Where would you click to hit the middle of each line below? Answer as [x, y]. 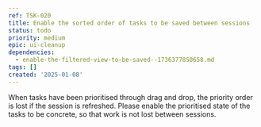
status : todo [30, 30]
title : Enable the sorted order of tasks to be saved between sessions [129, 23]
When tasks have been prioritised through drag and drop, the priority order [131, 97]
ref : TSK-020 [30, 15]
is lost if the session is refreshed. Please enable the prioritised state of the [129, 106]
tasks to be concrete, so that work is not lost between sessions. [112, 114]
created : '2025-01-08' [46, 75]
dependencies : [32, 52]
